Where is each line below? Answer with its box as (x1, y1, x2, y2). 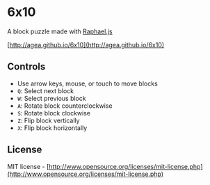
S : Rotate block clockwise (17, 108, 91, 117)
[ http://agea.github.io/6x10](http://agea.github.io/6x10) (7, 40, 165, 49)
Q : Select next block (17, 86, 74, 95)
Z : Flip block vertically (17, 116, 80, 124)
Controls (7, 61, 46, 73)
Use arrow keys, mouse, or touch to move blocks (17, 79, 158, 88)
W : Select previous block (17, 94, 86, 102)
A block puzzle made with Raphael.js (7, 27, 113, 35)
